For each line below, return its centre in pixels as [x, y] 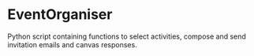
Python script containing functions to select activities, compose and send [127, 36]
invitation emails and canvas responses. [72, 44]
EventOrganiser [60, 15]
